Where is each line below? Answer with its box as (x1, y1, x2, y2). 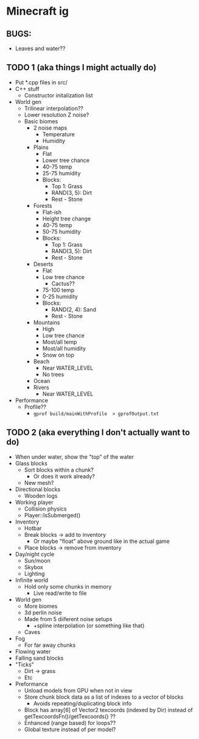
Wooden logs (24, 492, 58, 499)
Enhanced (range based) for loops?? (24, 719, 116, 726)
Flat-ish (42, 208, 62, 216)
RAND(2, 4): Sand (51, 305, 96, 313)
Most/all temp (42, 338, 77, 346)
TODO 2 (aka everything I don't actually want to (6, 428, 190, 438)
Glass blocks (15, 459, 47, 467)
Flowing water (15, 647, 51, 655)
